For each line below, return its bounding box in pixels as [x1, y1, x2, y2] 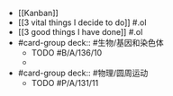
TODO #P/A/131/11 [31, 78, 99, 88]
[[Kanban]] [17, 8, 59, 18]
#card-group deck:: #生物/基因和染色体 [17, 38, 164, 48]
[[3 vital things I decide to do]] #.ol [17, 17, 147, 28]
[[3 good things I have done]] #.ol [17, 27, 143, 37]
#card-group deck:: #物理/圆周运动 [17, 67, 149, 78]
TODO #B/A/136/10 [31, 48, 102, 57]
